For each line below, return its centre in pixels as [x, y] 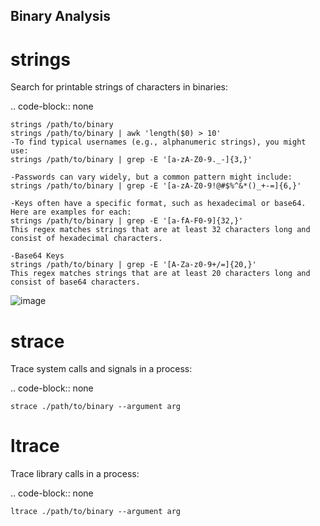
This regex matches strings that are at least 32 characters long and [160, 230]
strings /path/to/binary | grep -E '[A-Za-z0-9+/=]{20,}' [133, 265]
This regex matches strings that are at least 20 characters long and [160, 274]
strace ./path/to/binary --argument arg [96, 407]
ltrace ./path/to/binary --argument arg [96, 512]
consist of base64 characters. [75, 282]
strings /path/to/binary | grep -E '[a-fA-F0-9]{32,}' [127, 221]
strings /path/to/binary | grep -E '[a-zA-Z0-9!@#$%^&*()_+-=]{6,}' [156, 186]
